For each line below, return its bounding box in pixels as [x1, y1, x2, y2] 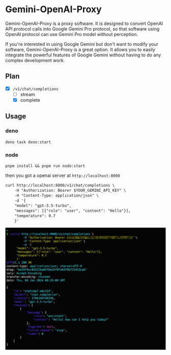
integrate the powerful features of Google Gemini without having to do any [5, 52, 161, 58]
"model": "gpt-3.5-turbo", [14, 203, 72, 208]
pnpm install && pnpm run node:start [5, 163, 85, 168]
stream [20, 91, 36, 97]
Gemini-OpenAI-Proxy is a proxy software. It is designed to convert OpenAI [5, 20, 163, 26]
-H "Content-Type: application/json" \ [14, 193, 99, 198]
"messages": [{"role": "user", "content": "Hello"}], [14, 208, 131, 213]
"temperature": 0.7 [14, 213, 56, 218]
